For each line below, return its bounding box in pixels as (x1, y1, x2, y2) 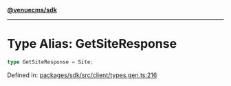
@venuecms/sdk (7, 6, 57, 14)
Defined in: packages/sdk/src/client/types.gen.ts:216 (7, 71, 157, 79)
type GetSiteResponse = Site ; (7, 58, 94, 66)
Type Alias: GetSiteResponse (7, 36, 177, 52)
